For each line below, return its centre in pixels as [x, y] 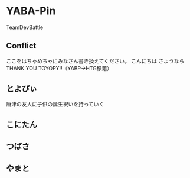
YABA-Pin [31, 11]
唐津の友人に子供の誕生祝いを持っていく [55, 104]
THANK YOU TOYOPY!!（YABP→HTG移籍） [59, 68]
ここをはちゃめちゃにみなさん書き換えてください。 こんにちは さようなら [95, 61]
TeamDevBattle [25, 27]
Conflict [21, 46]
